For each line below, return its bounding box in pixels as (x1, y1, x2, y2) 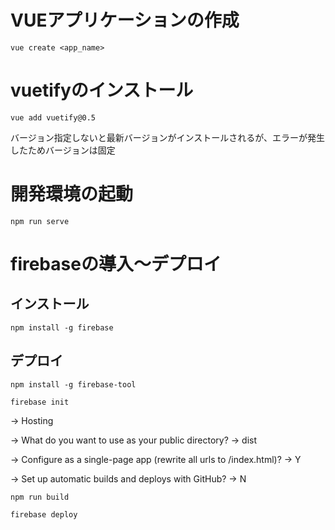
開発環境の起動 (10, 183, 134, 206)
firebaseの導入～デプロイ (10, 253, 222, 275)
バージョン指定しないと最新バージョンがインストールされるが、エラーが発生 (10, 131, 325, 143)
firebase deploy (10, 509, 78, 520)
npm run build (10, 492, 70, 502)
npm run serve (10, 216, 70, 226)
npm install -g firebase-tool (10, 379, 137, 390)
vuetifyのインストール (10, 79, 194, 102)
